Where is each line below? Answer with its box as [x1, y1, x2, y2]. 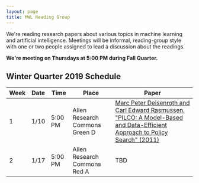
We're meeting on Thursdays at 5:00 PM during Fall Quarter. [6, 54, 158, 61]
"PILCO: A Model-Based [115, 113, 184, 122]
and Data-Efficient [115, 121, 167, 129]
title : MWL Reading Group [6, 14, 70, 20]
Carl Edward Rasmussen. [115, 106, 185, 115]
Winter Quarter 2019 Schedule [6, 71, 121, 81]
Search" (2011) [115, 136, 160, 144]
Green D [72, 128, 96, 136]
